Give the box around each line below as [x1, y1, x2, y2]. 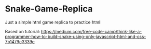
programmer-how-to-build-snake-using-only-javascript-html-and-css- [5, 34, 146, 39]
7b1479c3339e [5, 38, 35, 44]
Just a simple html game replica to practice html [5, 19, 100, 25]
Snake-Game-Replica [5, 3, 93, 14]
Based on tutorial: [5, 28, 40, 34]
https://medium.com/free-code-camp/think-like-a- [41, 28, 142, 34]
